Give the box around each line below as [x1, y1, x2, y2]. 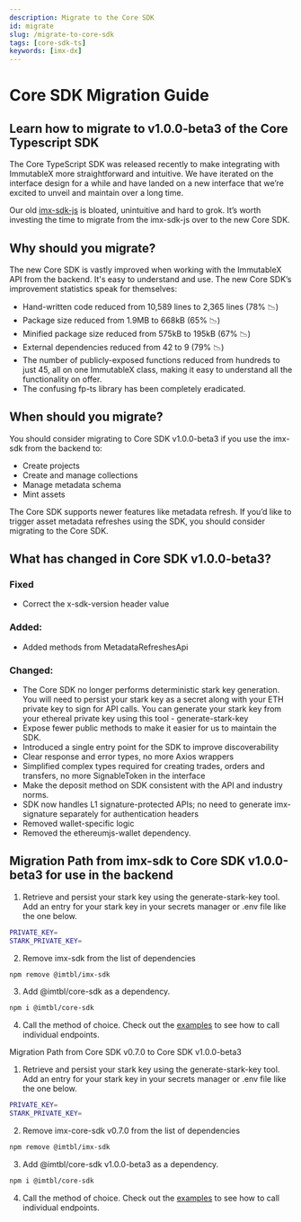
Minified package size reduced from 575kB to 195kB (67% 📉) [22, 328, 252, 339]
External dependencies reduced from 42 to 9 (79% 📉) [22, 341, 225, 352]
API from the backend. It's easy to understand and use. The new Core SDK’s [9, 273, 292, 284]
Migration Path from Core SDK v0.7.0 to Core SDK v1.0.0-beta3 [9, 1047, 243, 1058]
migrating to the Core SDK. [9, 525, 110, 536]
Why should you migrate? [9, 240, 156, 256]
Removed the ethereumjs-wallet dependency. [22, 828, 191, 838]
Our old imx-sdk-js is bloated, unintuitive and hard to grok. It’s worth [9, 205, 261, 216]
